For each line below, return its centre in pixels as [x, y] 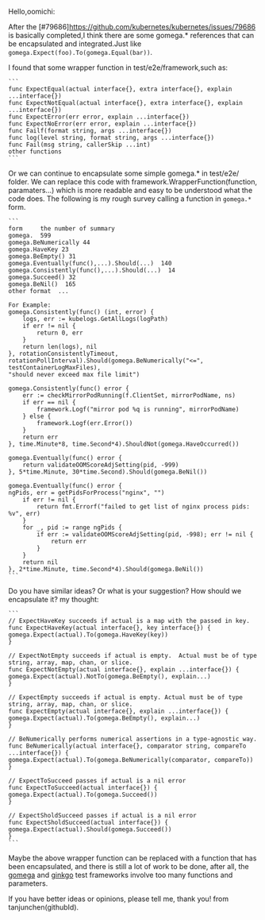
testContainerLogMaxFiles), [55, 368]
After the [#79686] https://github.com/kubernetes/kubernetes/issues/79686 [132, 27]
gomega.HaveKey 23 [38, 249]
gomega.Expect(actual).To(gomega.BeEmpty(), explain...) [104, 718]
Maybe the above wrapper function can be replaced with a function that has [132, 858]
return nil [40, 562]
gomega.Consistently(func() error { [69, 388]
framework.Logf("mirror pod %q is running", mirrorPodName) [138, 409]
